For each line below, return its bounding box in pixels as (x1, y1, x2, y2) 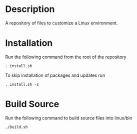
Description (5, 3, 55, 15)
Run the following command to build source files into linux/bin (5, 115, 132, 121)
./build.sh (5, 125, 28, 130)
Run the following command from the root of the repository (5, 54, 126, 60)
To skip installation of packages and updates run (5, 72, 105, 78)
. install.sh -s (5, 82, 39, 87)
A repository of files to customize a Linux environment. (5, 20, 118, 26)
